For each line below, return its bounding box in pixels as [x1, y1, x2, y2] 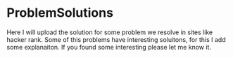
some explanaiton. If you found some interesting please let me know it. [6, 43, 212, 51]
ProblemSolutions [6, 5, 114, 21]
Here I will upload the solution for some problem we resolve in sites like [6, 28, 213, 36]
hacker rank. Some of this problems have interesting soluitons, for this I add [6, 35, 226, 43]
